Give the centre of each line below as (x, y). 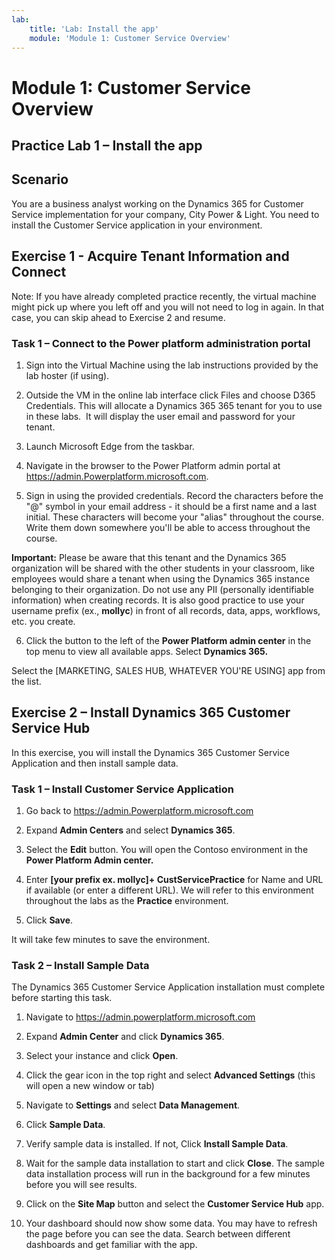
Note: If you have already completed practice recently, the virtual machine (164, 296)
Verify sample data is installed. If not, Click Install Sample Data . (157, 1144)
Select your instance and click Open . (102, 1056)
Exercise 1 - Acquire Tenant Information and (150, 256)
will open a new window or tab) (90, 1086)
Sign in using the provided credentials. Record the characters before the (174, 495)
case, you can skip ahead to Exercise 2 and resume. (118, 317)
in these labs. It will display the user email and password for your (160, 416)
